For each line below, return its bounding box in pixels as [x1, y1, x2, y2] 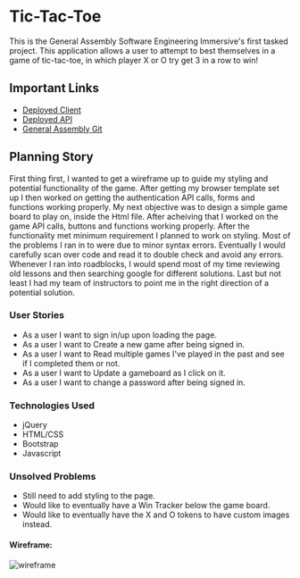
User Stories [9, 309, 65, 322]
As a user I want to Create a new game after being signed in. [21, 339, 246, 349]
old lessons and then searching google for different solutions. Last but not [9, 268, 281, 279]
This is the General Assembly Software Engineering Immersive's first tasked [9, 36, 288, 46]
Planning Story [9, 149, 94, 164]
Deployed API [21, 113, 73, 124]
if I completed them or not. [21, 357, 121, 368]
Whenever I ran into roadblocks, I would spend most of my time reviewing [9, 258, 280, 269]
